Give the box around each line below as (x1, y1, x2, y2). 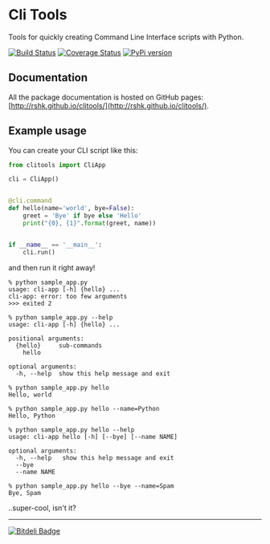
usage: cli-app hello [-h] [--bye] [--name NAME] (8, 432, 178, 440)
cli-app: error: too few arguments (8, 292, 128, 300)
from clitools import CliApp (8, 160, 106, 169)
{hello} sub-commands (15, 341, 103, 350)
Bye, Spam (8, 489, 42, 497)
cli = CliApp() (8, 175, 59, 184)
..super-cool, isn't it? (8, 503, 76, 513)
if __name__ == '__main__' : (8, 241, 103, 249)
